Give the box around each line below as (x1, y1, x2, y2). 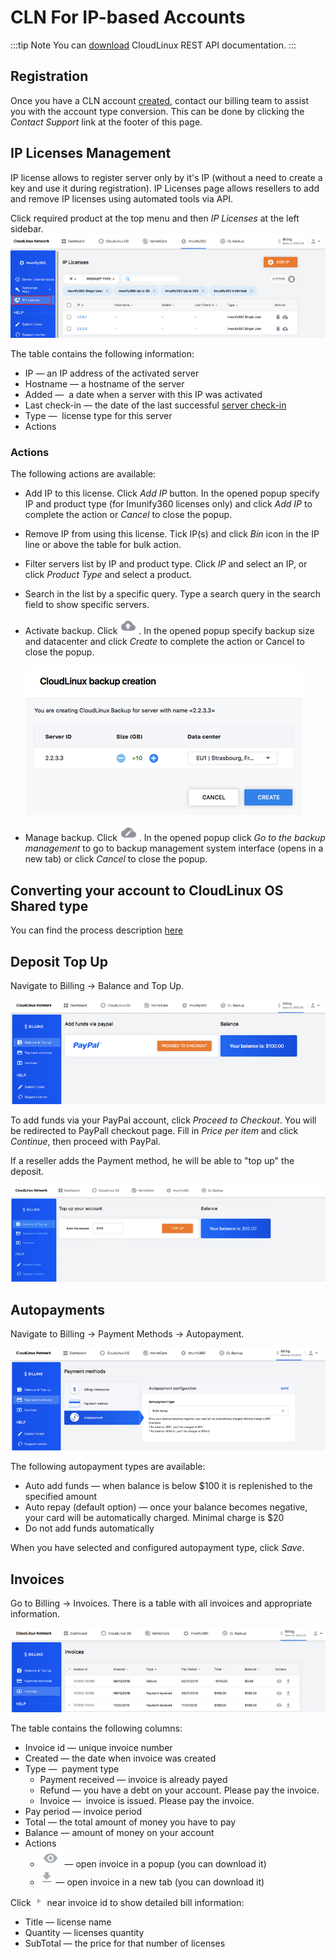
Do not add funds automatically (24, 1522, 155, 1535)
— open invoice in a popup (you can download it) (64, 1858, 267, 1870)
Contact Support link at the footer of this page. (10, 116, 203, 128)
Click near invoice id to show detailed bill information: (10, 1897, 245, 1909)
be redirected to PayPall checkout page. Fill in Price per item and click (10, 1125, 299, 1137)
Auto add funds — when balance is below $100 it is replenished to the (24, 1480, 313, 1492)
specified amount (24, 1491, 98, 1503)
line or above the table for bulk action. (24, 539, 182, 551)
